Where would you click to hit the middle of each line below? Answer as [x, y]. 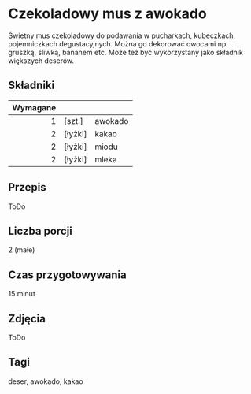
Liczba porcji [41, 230]
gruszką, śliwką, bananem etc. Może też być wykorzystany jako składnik [126, 52]
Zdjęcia [27, 319]
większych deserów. [41, 61]
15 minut [22, 294]
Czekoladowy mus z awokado [107, 14]
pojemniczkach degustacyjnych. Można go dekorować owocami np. [118, 43]
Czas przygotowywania [68, 275]
